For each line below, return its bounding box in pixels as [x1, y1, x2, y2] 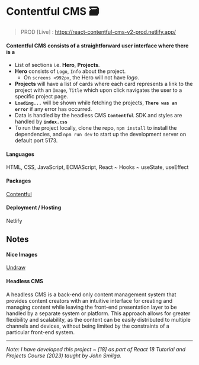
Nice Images [6, 251, 38, 258]
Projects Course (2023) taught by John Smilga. [6, 352, 121, 359]
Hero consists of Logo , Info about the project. [14, 68, 126, 75]
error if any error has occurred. [14, 105, 92, 113]
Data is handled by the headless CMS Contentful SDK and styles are [14, 112, 182, 119]
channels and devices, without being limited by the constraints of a [6, 322, 170, 329]
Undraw [6, 264, 25, 271]
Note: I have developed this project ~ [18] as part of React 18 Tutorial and [6, 345, 185, 353]
